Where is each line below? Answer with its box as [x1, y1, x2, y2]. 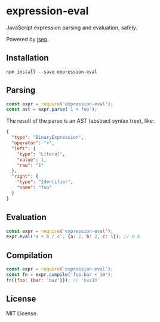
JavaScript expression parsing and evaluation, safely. [6, 24, 137, 31]
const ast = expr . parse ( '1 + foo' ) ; [6, 107, 97, 113]
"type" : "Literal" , [17, 151, 66, 157]
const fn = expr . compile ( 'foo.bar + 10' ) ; [6, 271, 113, 278]
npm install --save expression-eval [6, 69, 97, 75]
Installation [6, 53, 49, 63]
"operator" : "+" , [11, 140, 55, 146]
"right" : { [11, 174, 39, 180]
